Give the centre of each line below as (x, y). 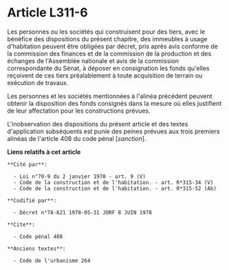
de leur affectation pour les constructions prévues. (79, 111)
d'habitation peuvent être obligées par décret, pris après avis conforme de (112, 46)
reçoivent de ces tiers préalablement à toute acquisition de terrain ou (105, 75)
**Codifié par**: (32, 201)
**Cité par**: (28, 164)
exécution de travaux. (38, 82)
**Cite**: (21, 225)
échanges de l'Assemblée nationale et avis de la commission (93, 60)
